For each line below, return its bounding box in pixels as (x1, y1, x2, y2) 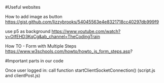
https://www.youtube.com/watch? (51, 28, 121, 34)
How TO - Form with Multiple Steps (5, 43, 77, 49)
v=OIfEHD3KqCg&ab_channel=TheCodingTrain (5, 34, 100, 39)
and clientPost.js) (5, 73, 40, 78)
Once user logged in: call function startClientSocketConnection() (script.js (5, 67, 156, 73)
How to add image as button (5, 14, 63, 19)
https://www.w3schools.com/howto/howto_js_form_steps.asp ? (5, 49, 133, 54)
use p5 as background (5, 28, 51, 34)
